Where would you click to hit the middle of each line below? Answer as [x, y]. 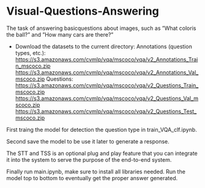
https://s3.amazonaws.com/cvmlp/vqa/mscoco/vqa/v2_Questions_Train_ [107, 85]
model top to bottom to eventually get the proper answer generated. [92, 178]
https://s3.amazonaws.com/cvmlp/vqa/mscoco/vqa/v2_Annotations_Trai [106, 59]
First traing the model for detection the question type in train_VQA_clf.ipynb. [102, 129]
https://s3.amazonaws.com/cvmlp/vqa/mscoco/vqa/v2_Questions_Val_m [107, 98]
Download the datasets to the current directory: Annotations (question [104, 46]
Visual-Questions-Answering [83, 11]
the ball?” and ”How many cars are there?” [60, 34]
